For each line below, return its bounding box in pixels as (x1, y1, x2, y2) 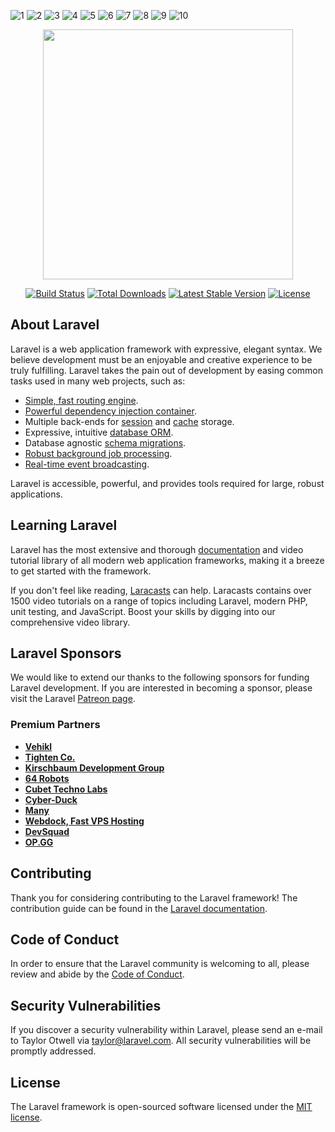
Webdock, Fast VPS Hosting (24, 815, 145, 827)
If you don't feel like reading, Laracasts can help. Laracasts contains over (10, 584, 312, 596)
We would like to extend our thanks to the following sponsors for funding (10, 671, 310, 684)
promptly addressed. (10, 1045, 97, 1057)
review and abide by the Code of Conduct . (10, 968, 185, 980)
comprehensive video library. (10, 616, 131, 628)
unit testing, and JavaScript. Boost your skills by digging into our (10, 605, 276, 617)
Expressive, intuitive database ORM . (24, 426, 174, 438)
